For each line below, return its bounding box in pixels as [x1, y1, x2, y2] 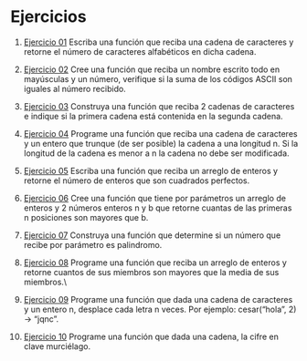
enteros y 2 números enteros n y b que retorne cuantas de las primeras [23, 202, 292, 213]
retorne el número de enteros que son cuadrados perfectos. [23, 175, 250, 186]
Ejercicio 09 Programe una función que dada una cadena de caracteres [23, 294, 293, 304]
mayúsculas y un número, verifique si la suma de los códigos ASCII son [23, 73, 293, 84]
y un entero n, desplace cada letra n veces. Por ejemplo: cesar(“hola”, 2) [23, 304, 297, 315]
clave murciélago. [23, 340, 90, 352]
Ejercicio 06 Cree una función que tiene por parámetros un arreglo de [23, 192, 287, 203]
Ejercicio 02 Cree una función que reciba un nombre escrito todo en [23, 64, 281, 75]
